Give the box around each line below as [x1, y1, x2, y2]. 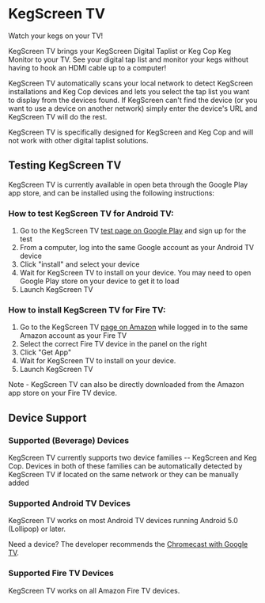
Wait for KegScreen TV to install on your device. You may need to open [19, 268, 252, 278]
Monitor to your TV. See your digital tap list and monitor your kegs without [8, 55, 249, 64]
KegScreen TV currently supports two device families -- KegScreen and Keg [8, 453, 257, 463]
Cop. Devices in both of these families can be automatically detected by [8, 461, 243, 471]
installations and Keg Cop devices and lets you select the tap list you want [8, 86, 250, 96]
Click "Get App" [19, 347, 72, 357]
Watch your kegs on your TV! [8, 31, 104, 40]
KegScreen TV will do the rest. [8, 112, 108, 121]
